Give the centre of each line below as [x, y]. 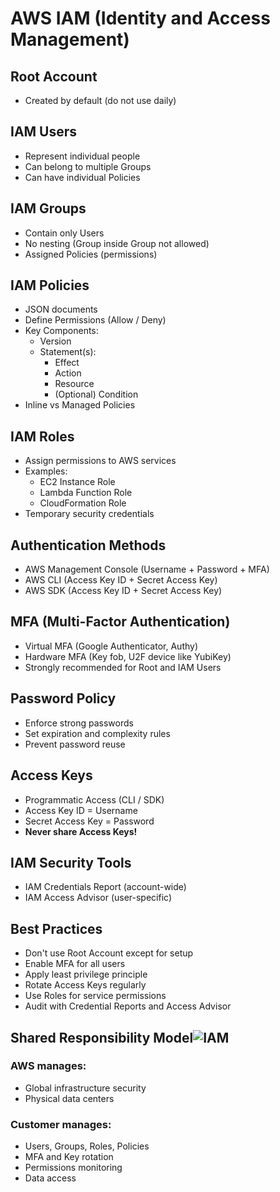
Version [55, 341]
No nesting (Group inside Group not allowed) [117, 243]
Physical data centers [69, 1098]
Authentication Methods [88, 545]
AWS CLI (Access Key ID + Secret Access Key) [121, 580]
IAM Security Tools [71, 862]
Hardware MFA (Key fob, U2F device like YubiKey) [128, 656]
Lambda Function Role [86, 493]
